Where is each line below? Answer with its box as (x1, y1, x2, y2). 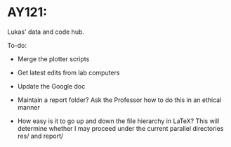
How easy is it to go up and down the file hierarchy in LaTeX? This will (17, 117, 220, 125)
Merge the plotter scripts (17, 54, 90, 63)
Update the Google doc (17, 82, 86, 90)
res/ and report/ (17, 132, 64, 140)
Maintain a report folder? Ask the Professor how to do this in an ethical (17, 96, 222, 104)
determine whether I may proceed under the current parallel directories (17, 124, 224, 132)
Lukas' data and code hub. (7, 27, 85, 36)
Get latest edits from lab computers (17, 68, 120, 77)
